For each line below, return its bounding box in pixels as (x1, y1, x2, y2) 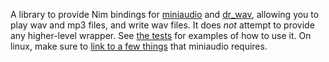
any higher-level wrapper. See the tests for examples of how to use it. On (10, 30, 312, 41)
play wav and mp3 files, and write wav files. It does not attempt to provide (10, 19, 315, 31)
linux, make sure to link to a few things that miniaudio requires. (10, 40, 268, 52)
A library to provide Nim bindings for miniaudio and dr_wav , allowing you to (10, 9, 320, 20)
